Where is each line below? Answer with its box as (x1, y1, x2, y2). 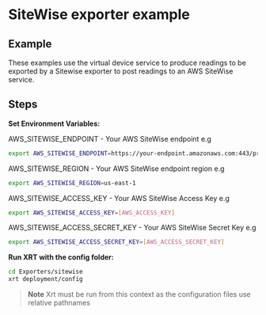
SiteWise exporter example (8, 6, 190, 24)
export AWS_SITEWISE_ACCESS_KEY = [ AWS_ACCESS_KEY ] (8, 208, 176, 217)
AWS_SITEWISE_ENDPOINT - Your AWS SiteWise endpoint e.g (8, 134, 212, 143)
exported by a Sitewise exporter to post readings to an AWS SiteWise (8, 66, 234, 76)
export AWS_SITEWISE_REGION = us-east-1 (8, 179, 136, 187)
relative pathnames (27, 298, 91, 308)
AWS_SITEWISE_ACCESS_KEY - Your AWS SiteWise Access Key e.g (8, 193, 230, 203)
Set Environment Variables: (8, 119, 101, 128)
